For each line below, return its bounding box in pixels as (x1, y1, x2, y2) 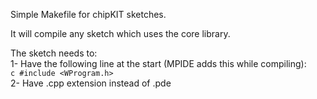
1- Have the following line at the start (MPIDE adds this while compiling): (10, 58, 307, 69)
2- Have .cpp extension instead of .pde (10, 77, 172, 89)
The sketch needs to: (10, 47, 98, 59)
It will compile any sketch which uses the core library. (10, 28, 231, 39)
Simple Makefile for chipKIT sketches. (10, 9, 167, 20)
